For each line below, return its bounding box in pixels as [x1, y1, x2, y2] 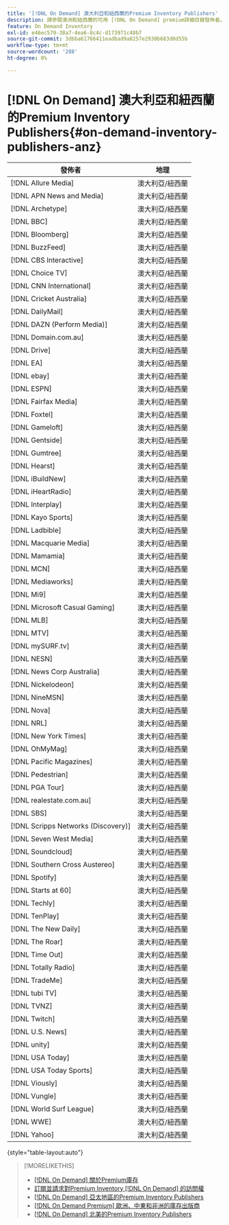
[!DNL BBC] [10, 217, 48, 226]
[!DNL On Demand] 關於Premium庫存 [33, 1176, 139, 1184]
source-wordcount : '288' [7, 49, 78, 56]
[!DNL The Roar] [10, 937, 64, 947]
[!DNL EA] [10, 358, 43, 368]
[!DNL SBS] [10, 808, 48, 818]
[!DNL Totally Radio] [10, 962, 75, 972]
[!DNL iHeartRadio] [10, 486, 72, 496]
